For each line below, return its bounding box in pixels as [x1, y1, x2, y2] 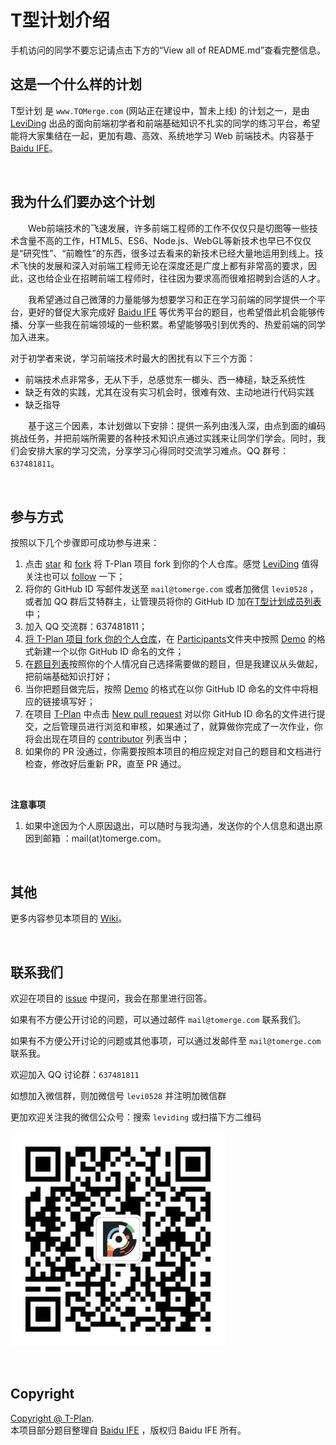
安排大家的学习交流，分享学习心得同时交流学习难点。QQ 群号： [27, 444, 290, 456]
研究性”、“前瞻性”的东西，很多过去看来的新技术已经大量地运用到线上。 [23, 247, 315, 259]
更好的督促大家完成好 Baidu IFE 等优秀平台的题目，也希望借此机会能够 [27, 306, 317, 318]
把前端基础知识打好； [24, 671, 113, 683]
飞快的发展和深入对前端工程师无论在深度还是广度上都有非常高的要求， [18, 259, 308, 271]
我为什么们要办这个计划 [10, 194, 155, 211]
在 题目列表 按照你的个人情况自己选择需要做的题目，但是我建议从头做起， [24, 658, 323, 670]
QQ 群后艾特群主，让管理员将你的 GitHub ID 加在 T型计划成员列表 [53, 596, 322, 608]
